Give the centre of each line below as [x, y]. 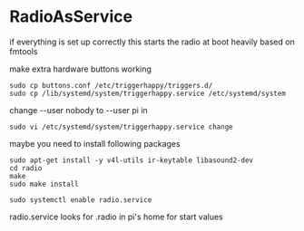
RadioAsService [71, 17]
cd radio [26, 168]
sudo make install [44, 184]
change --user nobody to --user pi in [78, 110]
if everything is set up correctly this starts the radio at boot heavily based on [152, 42]
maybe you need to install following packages [95, 143]
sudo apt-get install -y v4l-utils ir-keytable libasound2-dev [132, 160]
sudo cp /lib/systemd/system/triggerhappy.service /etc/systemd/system [147, 93]
